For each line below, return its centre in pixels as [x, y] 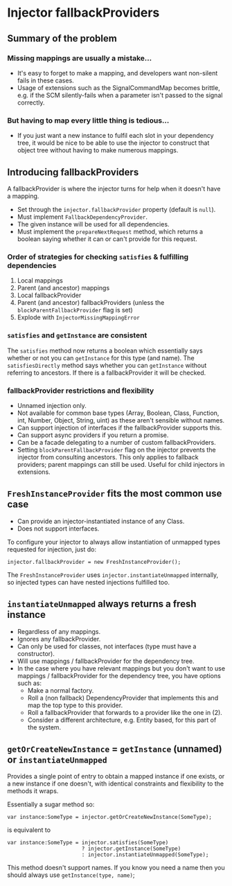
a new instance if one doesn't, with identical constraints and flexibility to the [115, 783]
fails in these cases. [45, 80]
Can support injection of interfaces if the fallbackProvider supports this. [119, 427]
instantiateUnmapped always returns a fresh [102, 604]
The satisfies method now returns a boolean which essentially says [105, 351]
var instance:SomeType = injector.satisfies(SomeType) [88, 843]
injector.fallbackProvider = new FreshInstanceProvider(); [94, 562]
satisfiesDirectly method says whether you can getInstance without [107, 365]
